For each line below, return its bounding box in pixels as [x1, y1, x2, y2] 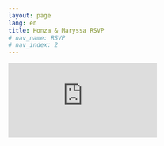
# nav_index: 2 [8, 41, 59, 49]
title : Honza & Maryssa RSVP [8, 26, 105, 34]
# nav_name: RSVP [8, 33, 66, 42]
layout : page [8, 11, 51, 20]
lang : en [8, 19, 37, 27]
